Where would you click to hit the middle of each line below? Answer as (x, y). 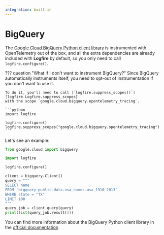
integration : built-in (28, 10)
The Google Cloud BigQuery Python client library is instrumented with (76, 48)
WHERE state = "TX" (25, 194)
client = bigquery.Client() (34, 176)
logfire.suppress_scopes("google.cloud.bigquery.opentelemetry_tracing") (82, 127)
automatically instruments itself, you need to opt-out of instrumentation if (79, 78)
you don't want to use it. (30, 83)
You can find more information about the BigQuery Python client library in (80, 222)
